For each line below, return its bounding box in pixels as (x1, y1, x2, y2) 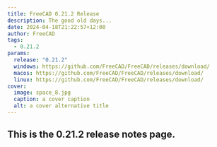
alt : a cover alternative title (13, 102, 110, 110)
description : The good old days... (7, 17, 112, 24)
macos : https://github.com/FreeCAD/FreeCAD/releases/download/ (13, 69, 204, 76)
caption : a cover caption (13, 96, 90, 103)
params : (7, 50, 30, 57)
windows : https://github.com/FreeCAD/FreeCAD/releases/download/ (13, 63, 211, 70)
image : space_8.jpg (13, 89, 71, 96)
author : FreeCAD (7, 30, 55, 37)
